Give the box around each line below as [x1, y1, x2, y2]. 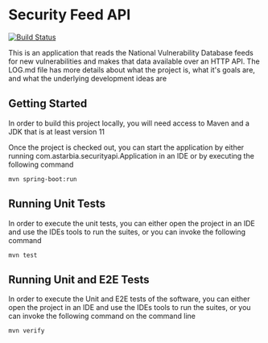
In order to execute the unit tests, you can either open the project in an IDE [8, 218, 255, 228]
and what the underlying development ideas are [8, 73, 167, 83]
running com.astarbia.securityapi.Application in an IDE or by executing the [8, 151, 255, 160]
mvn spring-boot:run [8, 175, 78, 183]
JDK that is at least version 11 [8, 126, 105, 136]
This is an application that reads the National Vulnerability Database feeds [8, 48, 254, 57]
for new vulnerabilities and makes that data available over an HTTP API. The [8, 56, 260, 66]
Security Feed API [8, 6, 131, 24]
